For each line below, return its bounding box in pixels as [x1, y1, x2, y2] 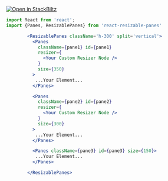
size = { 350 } [37, 66, 65, 72]
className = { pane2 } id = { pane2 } [37, 99, 112, 105]
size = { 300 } [37, 121, 65, 127]
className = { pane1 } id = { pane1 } [37, 44, 112, 50]
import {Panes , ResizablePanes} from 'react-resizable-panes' [6, 22, 162, 28]
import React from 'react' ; [6, 17, 75, 23]
